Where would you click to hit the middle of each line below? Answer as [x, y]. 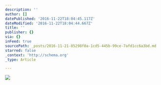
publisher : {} [20, 32]
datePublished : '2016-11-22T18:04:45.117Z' [50, 19]
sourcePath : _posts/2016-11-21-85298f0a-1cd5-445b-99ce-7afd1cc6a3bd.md [81, 46]
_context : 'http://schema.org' [37, 55]
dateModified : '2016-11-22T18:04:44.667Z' [49, 23]
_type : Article [21, 60]
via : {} [13, 37]
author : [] [16, 14]
